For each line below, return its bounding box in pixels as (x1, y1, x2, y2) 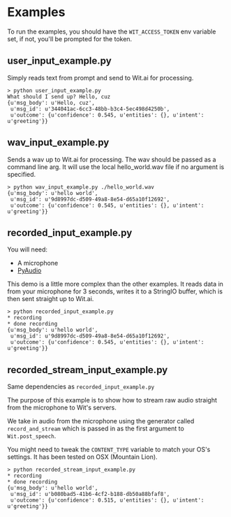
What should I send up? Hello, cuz (7, 93, 111, 100)
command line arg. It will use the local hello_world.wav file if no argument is (7, 162, 225, 171)
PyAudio (17, 266, 42, 275)
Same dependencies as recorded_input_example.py (7, 382, 155, 391)
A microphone (17, 259, 59, 268)
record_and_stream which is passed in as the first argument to (7, 424, 185, 433)
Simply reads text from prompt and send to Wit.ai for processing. (7, 73, 194, 82)
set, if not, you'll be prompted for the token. (7, 34, 133, 43)
